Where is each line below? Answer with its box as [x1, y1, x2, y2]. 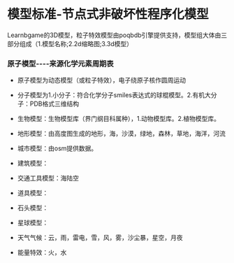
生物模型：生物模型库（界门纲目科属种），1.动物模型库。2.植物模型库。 [17, 115, 221, 123]
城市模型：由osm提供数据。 [17, 144, 98, 152]
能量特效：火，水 [17, 248, 67, 257]
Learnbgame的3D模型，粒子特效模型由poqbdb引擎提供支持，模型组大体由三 [7, 31, 228, 39]
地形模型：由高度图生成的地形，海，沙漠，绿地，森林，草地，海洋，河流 [17, 129, 226, 138]
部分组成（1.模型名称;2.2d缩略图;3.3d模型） [7, 39, 133, 48]
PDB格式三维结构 [29, 99, 80, 108]
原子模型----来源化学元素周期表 [7, 59, 114, 69]
